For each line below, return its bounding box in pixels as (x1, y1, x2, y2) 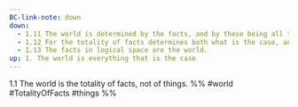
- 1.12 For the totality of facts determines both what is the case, (17, 37, 279, 47)
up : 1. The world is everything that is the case (9, 54, 197, 63)
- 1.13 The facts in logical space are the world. (17, 46, 208, 55)
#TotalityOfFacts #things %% (9, 88, 117, 98)
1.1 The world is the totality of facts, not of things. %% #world (9, 79, 233, 88)
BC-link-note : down (9, 12, 82, 22)
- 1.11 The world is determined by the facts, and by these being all (17, 29, 284, 38)
